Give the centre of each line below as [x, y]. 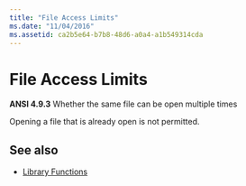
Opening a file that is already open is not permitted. [105, 122]
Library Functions [55, 172]
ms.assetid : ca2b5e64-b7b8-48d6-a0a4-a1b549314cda [106, 34]
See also [34, 150]
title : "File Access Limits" [64, 18]
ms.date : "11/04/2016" [52, 26]
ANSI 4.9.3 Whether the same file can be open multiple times [123, 104]
